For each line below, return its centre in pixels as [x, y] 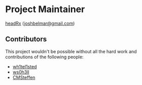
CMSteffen [24, 77]
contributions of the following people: [44, 57]
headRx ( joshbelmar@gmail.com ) [40, 23]
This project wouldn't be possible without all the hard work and [71, 51]
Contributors [26, 39]
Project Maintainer [45, 9]
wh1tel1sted [25, 66]
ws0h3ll [21, 72]
